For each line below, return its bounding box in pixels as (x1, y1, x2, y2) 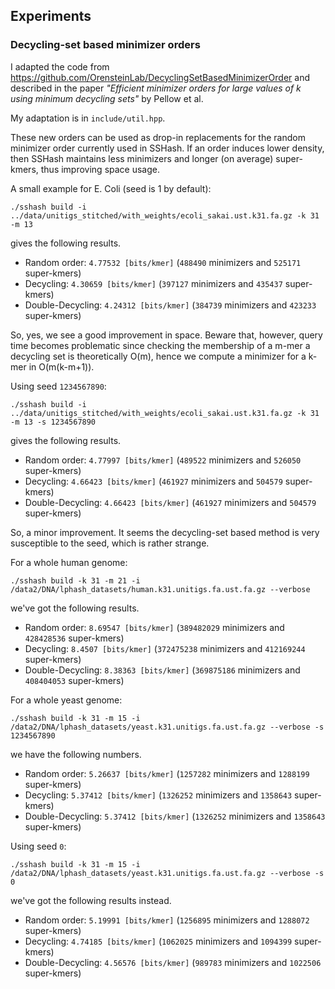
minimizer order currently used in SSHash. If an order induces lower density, (10, 142, 325, 154)
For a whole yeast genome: (10, 694, 123, 706)
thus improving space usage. (40, 163, 161, 175)
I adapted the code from (10, 60, 110, 73)
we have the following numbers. (10, 748, 142, 760)
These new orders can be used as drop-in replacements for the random (10, 131, 306, 143)
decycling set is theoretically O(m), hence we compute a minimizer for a (10, 350, 307, 362)
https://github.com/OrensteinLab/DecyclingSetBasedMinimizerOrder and (10, 71, 310, 83)
